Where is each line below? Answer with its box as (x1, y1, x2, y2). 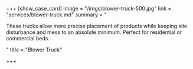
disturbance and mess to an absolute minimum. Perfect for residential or (6, 29, 182, 36)
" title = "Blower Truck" (6, 46, 63, 53)
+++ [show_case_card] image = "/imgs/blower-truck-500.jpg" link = (6, 5, 172, 12)
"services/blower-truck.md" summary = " (6, 11, 107, 18)
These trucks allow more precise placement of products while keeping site (6, 23, 188, 29)
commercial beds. (6, 35, 50, 42)
